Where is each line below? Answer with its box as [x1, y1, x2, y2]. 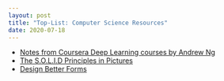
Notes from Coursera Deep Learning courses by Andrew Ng [19, 48, 216, 57]
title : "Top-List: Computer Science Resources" [8, 19, 169, 27]
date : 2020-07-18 [8, 26, 66, 34]
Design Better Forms [19, 64, 87, 74]
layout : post [8, 11, 51, 20]
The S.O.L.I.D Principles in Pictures [19, 56, 133, 65]
